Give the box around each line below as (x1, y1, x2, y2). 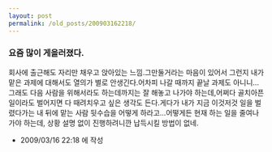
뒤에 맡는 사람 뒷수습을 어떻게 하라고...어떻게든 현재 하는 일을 (45, 108, 238, 117)
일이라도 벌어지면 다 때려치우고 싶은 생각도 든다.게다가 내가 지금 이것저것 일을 (8, 98, 253, 108)
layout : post (8, 11, 53, 20)
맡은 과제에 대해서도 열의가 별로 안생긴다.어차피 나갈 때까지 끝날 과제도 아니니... (8, 78, 260, 87)
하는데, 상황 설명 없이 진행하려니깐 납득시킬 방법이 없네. (23, 118, 199, 128)
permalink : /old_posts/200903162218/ (8, 19, 136, 27)
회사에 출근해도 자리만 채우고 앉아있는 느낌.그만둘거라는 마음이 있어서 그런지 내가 (8, 67, 265, 77)
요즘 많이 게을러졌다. (8, 48, 84, 59)
